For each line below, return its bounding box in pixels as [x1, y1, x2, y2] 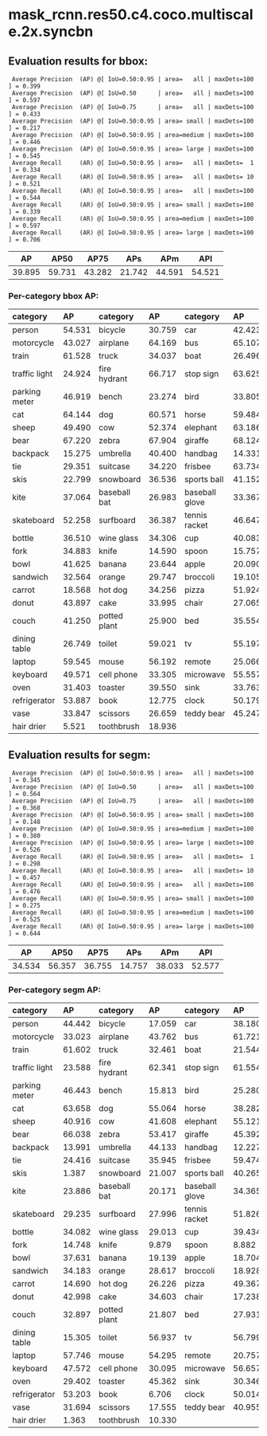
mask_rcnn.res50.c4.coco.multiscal [8, 6, 253, 24]
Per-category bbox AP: [8, 290, 99, 301]
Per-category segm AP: [8, 984, 102, 995]
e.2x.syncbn [8, 22, 94, 41]
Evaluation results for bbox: [8, 54, 149, 68]
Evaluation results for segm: [8, 747, 151, 762]
